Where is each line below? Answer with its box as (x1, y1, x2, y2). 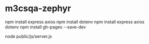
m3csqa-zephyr (5, 3, 71, 14)
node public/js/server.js (5, 33, 52, 39)
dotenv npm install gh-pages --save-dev (5, 24, 86, 29)
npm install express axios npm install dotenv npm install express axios (5, 19, 145, 25)
